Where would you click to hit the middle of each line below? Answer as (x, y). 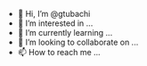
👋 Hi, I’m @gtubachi (54, 14)
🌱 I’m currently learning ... (65, 33)
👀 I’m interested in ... (55, 23)
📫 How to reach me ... (59, 52)
